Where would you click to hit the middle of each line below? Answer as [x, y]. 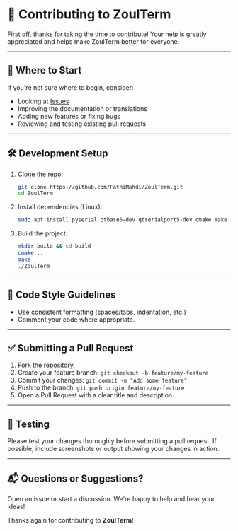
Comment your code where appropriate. [76, 319]
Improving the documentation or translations [82, 108]
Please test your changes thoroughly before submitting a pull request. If [112, 441]
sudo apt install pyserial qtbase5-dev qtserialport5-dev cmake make [123, 220]
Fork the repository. [46, 365]
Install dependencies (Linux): [60, 207]
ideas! [16, 506]
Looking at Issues [43, 101]
